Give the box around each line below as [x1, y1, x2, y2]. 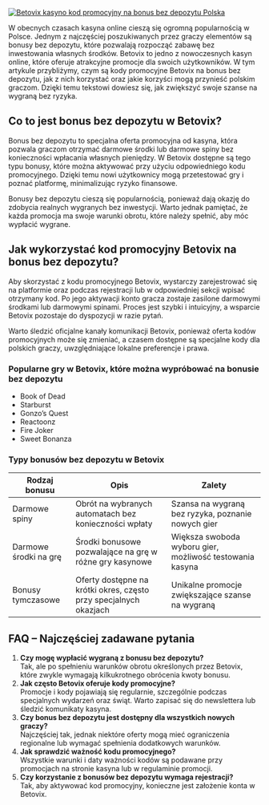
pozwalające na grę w [75, 546, 158, 557]
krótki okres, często [75, 585, 150, 596]
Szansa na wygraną [171, 498, 246, 509]
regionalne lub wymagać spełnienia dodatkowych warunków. [19, 738, 221, 748]
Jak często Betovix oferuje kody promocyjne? [19, 678, 176, 689]
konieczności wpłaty [75, 518, 153, 529]
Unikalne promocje [171, 580, 243, 591]
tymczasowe [12, 594, 61, 605]
